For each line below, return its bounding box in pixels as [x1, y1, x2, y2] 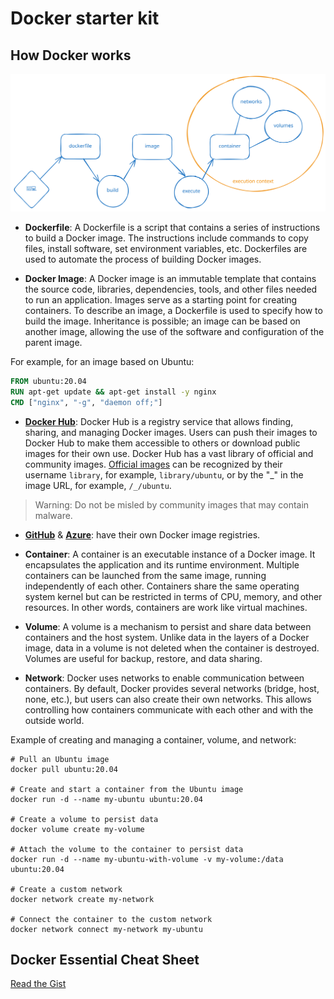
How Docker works [10, 47, 132, 64]
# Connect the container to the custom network [10, 914, 213, 924]
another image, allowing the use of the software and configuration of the [24, 326, 325, 337]
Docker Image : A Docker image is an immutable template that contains [24, 273, 317, 284]
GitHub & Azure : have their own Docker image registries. [24, 528, 261, 541]
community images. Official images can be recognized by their [24, 458, 283, 470]
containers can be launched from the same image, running [24, 569, 267, 581]
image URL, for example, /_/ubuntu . [24, 479, 172, 491]
